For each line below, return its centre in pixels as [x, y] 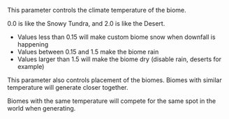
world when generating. [42, 108]
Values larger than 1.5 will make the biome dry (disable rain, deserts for [119, 59]
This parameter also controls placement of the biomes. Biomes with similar [114, 80]
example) [31, 66]
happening [33, 44]
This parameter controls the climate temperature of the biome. [97, 10]
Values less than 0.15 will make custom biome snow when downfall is [116, 37]
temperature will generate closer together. [68, 87]
